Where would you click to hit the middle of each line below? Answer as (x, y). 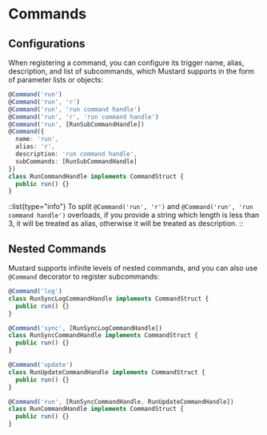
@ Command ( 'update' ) (41, 365)
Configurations (47, 44)
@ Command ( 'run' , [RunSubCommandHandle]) (77, 124)
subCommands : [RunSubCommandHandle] (76, 161)
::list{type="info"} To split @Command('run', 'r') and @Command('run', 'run (131, 207)
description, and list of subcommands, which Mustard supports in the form (131, 71)
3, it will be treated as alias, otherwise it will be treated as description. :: (126, 224)
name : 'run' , (37, 139)
